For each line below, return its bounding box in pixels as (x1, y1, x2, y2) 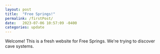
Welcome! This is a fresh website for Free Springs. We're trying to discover (5, 38, 156, 44)
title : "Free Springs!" (5, 12, 55, 16)
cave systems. (5, 43, 34, 49)
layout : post (5, 7, 32, 12)
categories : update (5, 25, 45, 30)
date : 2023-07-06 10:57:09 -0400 (5, 20, 77, 26)
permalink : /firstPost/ (5, 16, 53, 21)
